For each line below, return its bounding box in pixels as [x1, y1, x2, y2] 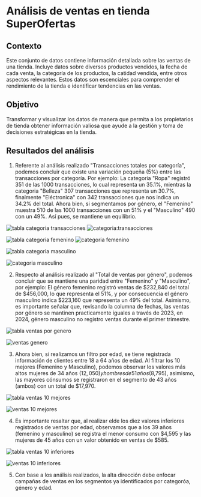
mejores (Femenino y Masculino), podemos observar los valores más [14, 363, 186, 370]
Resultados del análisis [6, 146, 95, 156]
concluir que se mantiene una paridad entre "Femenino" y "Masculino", [14, 277, 191, 285]
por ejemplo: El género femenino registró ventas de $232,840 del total [14, 283, 189, 291]
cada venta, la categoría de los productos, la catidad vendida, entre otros [6, 70, 187, 76]
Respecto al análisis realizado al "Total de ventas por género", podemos [14, 271, 193, 278]
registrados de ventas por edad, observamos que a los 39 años [14, 423, 172, 430]
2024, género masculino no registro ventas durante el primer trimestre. [14, 315, 191, 322]
